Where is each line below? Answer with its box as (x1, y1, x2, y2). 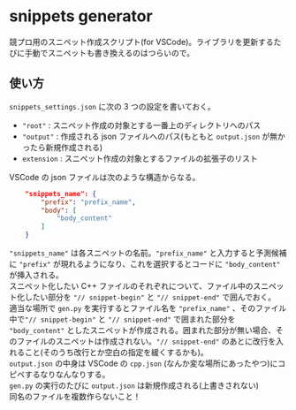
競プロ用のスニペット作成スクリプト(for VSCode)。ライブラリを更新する (9, 36, 274, 47)
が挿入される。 (9, 270, 64, 280)
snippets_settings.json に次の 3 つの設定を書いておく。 (9, 101, 216, 111)
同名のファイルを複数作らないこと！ (9, 391, 141, 401)
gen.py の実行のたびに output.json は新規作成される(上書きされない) (9, 380, 259, 391)
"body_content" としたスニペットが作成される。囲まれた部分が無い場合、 (9, 325, 277, 335)
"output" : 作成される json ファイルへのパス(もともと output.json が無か (21, 131, 285, 141)
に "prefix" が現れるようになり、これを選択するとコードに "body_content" (9, 259, 281, 269)
